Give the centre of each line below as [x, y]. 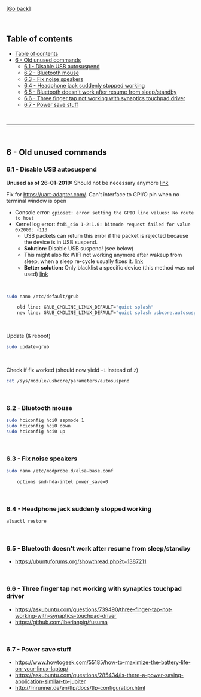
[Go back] [19, 9]
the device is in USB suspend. [60, 242]
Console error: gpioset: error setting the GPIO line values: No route [104, 212]
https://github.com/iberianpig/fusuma [61, 622]
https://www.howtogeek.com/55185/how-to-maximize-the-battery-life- [103, 662]
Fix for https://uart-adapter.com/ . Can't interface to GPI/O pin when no [93, 194]
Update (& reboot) [28, 336]
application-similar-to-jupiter [50, 681]
